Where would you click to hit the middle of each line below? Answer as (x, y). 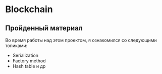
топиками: (16, 46)
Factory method (29, 61)
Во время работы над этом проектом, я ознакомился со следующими (81, 40)
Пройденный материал (44, 28)
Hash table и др (29, 66)
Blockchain (29, 9)
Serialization (25, 55)
